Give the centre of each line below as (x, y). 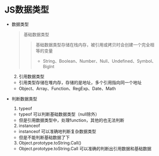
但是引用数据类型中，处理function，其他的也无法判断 (71, 120)
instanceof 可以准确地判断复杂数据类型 (58, 131)
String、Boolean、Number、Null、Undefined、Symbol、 (100, 61)
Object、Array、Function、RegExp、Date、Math (67, 88)
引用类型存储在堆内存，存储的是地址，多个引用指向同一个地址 (80, 82)
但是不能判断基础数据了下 (44, 137)
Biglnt (49, 66)
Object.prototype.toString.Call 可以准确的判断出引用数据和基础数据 (85, 148)
